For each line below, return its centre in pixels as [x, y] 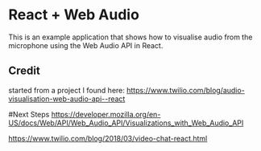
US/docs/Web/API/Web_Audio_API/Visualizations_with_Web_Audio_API [126, 123]
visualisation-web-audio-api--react [67, 99]
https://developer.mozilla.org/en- [106, 114]
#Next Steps [29, 114]
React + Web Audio [74, 15]
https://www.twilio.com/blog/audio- [186, 90]
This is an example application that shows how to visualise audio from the [130, 37]
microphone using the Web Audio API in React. [86, 45]
